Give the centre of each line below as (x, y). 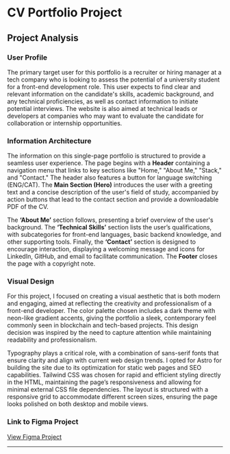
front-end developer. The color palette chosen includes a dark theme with (111, 311)
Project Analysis (43, 38)
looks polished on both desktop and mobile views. (78, 404)
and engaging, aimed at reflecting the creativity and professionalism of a (110, 303)
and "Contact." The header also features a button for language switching (110, 178)
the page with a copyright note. (51, 264)
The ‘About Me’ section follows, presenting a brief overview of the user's (110, 220)
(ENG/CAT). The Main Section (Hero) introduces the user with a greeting (110, 185)
